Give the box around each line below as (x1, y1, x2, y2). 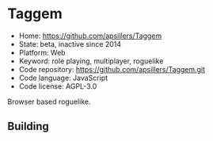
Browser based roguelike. (7, 97, 91, 106)
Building (7, 120, 49, 133)
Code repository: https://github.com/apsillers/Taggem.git (18, 64, 206, 74)
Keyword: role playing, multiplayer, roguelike (18, 56, 164, 66)
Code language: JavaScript (18, 73, 108, 82)
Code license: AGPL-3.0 (18, 81, 97, 91)
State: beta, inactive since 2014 (18, 39, 122, 48)
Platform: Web (18, 48, 66, 57)
